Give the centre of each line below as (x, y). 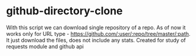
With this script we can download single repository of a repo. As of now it (96, 27)
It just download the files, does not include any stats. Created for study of (96, 40)
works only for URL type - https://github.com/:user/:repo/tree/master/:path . (98, 33)
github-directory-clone (64, 11)
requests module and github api (45, 46)
